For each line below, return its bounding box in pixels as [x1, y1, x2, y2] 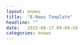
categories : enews [6, 30, 51, 36]
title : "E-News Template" [6, 14, 73, 20]
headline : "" [6, 19, 38, 25]
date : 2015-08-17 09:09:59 [6, 25, 78, 31]
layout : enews [6, 8, 41, 15]
